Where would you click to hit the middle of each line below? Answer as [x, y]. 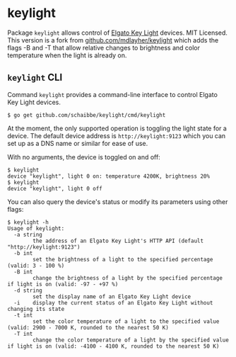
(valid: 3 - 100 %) [36, 266]
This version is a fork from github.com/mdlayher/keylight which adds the [113, 40]
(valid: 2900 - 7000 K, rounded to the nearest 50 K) [88, 327]
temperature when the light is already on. [67, 55]
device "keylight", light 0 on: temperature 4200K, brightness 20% [109, 176]
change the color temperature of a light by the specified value [131, 340]
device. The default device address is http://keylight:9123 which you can [117, 135]
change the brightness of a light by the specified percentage [128, 278]
